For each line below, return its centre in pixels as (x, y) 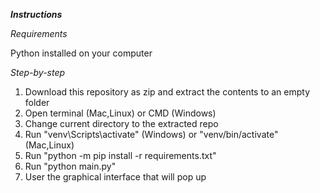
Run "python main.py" (70, 166)
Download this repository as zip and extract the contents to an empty (167, 92)
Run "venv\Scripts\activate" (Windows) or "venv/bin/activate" (151, 134)
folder (37, 102)
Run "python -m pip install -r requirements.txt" (120, 155)
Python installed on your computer (81, 53)
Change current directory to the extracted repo (121, 123)
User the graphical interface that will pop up (115, 177)
